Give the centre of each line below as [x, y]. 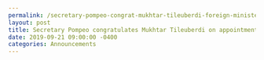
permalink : [26, 15]
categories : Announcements [52, 44]
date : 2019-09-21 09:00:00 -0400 [63, 37]
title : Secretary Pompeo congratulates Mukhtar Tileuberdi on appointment [133, 30]
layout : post [29, 23]
